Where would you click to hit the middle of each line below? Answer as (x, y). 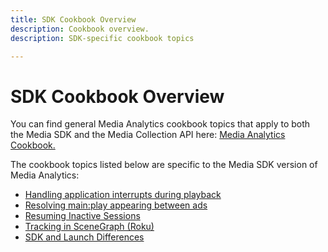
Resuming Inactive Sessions (82, 216)
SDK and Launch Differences (84, 237)
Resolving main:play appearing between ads (116, 205)
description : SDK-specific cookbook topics (102, 38)
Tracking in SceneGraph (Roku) (89, 227)
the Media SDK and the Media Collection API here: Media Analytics (148, 135)
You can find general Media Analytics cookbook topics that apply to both (160, 124)
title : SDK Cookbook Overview (73, 19)
